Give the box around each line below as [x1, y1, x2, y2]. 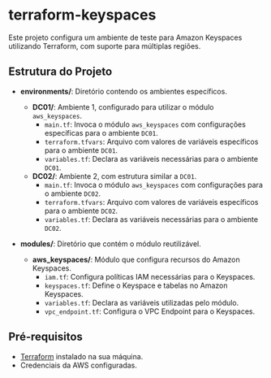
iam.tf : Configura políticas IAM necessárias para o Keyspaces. [44, 272, 256, 281]
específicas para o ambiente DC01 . [44, 128, 158, 137]
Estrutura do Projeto [8, 65, 113, 79]
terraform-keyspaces [8, 6, 157, 24]
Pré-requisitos [8, 330, 84, 344]
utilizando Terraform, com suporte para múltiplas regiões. [8, 41, 201, 50]
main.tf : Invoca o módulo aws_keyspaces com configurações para [44, 180, 264, 189]
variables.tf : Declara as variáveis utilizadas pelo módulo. [44, 298, 239, 307]
